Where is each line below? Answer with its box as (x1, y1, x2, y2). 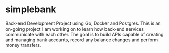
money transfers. (5, 42, 41, 48)
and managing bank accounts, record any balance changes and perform (5, 37, 158, 43)
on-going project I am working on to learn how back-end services (5, 25, 144, 32)
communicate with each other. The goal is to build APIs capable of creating (5, 31, 164, 37)
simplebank (5, 4, 56, 15)
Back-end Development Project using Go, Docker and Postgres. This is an (5, 20, 161, 26)
